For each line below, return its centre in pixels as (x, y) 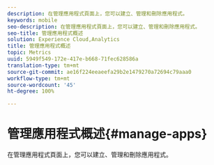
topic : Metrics (29, 53)
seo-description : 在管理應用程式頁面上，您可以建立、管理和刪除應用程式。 (104, 26)
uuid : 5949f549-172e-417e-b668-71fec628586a (73, 59)
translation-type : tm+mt (43, 65)
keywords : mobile (32, 20)
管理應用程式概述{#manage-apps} (107, 134)
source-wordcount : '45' (42, 85)
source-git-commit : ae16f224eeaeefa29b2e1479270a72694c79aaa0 (99, 72)
